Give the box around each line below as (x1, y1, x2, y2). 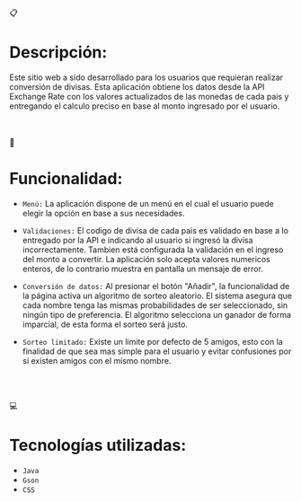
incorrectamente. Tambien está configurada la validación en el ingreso (22, 244, 284, 255)
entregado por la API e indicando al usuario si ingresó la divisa (22, 234, 253, 245)
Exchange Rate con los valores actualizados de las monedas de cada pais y (9, 91, 289, 101)
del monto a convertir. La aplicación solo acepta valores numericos (22, 253, 271, 264)
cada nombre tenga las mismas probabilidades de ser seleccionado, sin (22, 299, 288, 311)
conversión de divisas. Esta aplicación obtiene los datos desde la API (9, 81, 265, 92)
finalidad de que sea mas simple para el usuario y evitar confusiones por (22, 346, 292, 357)
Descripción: (9, 42, 108, 63)
